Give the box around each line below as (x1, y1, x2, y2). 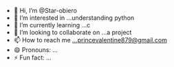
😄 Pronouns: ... (13, 46, 58, 54)
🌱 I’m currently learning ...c (13, 21, 91, 29)
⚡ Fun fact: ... (13, 53, 52, 62)
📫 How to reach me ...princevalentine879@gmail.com (13, 36, 167, 44)
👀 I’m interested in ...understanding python (13, 14, 135, 22)
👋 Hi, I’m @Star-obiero (13, 7, 78, 14)
